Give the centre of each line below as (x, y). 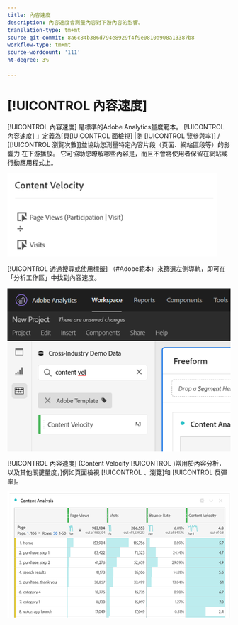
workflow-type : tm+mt (39, 45)
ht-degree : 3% (28, 60)
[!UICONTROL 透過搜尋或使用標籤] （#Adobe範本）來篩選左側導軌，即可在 (117, 268)
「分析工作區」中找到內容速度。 (54, 277)
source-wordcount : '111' (44, 53)
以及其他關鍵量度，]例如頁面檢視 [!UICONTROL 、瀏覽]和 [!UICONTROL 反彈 (117, 472)
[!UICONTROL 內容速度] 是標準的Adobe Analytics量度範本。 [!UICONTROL (116, 127)
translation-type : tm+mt (44, 30)
